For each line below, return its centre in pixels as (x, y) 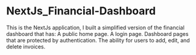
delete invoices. (26, 47)
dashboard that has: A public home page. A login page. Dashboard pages (97, 33)
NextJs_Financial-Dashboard (81, 11)
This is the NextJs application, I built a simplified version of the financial (96, 27)
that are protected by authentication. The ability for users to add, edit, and (98, 40)
